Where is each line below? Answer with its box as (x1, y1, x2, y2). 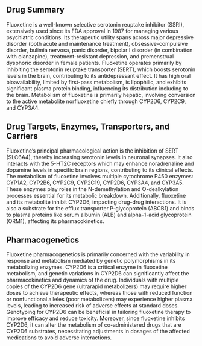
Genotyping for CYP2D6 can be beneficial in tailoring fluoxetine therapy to (6, 309, 191, 316)
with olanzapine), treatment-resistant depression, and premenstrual (6, 52, 174, 60)
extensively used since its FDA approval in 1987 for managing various (6, 27, 179, 34)
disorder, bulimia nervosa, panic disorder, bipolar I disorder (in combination (6, 46, 193, 54)
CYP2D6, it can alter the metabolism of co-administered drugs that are (6, 321, 182, 329)
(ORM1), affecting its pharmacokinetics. (6, 217, 104, 225)
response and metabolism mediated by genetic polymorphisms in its (6, 257, 176, 265)
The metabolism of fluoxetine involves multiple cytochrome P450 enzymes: (6, 172, 194, 180)
